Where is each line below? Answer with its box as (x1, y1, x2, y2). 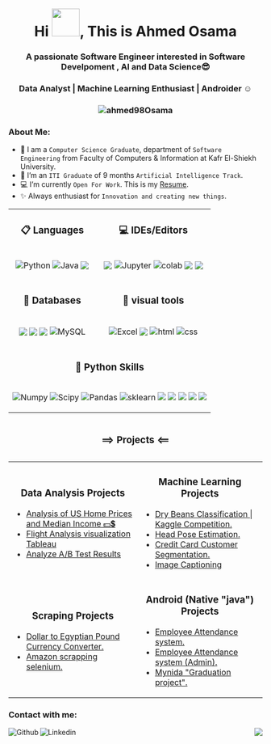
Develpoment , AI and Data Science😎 (60, 61, 211, 73)
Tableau (26, 538, 56, 549)
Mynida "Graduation (154, 667, 231, 678)
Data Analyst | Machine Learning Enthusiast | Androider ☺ (19, 83, 252, 95)
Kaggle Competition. (154, 518, 232, 530)
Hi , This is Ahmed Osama (34, 23, 237, 40)
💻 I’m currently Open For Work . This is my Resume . (19, 180, 190, 189)
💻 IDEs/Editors (119, 224, 188, 237)
